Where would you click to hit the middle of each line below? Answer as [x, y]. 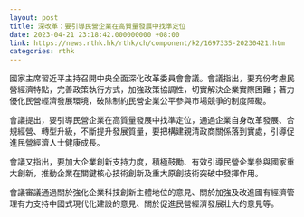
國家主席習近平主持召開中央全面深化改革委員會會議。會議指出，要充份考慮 [148, 79]
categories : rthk [42, 52]
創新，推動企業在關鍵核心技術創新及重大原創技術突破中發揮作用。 [140, 174]
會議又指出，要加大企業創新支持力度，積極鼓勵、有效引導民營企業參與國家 [148, 162]
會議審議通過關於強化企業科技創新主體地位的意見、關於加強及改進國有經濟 [148, 193]
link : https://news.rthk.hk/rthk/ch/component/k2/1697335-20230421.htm [147, 43]
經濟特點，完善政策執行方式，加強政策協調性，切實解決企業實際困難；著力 [156, 90]
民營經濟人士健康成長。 [61, 143]
